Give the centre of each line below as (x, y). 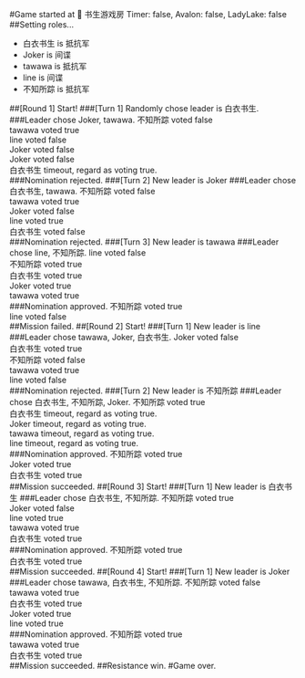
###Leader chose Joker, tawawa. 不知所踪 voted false (111, 120)
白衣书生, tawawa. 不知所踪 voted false (82, 191)
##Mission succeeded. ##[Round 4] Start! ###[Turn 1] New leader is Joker (150, 571)
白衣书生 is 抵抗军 (56, 43)
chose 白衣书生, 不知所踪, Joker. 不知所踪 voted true (107, 402)
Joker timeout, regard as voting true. (78, 424)
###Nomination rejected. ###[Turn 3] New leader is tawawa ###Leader (144, 242)
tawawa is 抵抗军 (55, 66)
